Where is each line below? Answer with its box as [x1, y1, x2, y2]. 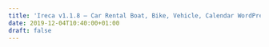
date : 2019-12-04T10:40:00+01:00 [8, 19, 120, 27]
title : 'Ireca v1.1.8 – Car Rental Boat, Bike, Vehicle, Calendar [8, 11, 235, 20]
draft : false [8, 26, 52, 34]
